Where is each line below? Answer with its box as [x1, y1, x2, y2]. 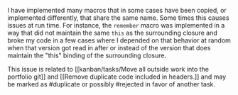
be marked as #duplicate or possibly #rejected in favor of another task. [7, 80, 215, 88]
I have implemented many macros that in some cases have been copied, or [7, 6, 227, 14]
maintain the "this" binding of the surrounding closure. [7, 51, 167, 60]
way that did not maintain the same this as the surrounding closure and [7, 28, 218, 37]
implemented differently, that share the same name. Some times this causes [7, 13, 229, 22]
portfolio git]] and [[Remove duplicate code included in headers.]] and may [7, 72, 227, 81]
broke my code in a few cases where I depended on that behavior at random [7, 36, 231, 45]
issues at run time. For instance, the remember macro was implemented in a [7, 21, 225, 29]
